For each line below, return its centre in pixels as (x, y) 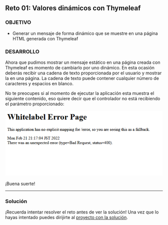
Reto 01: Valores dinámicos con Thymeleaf (73, 8)
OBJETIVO (18, 22)
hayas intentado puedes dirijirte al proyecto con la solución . (67, 218)
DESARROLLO (22, 51)
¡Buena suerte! (20, 184)
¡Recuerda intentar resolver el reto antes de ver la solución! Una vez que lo (82, 212)
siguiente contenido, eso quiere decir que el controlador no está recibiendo (83, 98)
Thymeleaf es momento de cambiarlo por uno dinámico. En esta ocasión (80, 67)
